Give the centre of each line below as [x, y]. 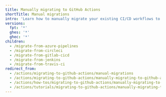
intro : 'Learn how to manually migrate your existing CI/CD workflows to [83, 19]
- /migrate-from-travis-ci [37, 64]
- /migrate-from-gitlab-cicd [40, 55]
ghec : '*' [20, 37]
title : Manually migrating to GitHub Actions [53, 10]
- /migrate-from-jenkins [35, 60]
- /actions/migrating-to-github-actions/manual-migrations [72, 73]
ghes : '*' [20, 32]
